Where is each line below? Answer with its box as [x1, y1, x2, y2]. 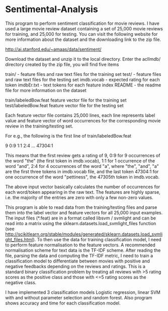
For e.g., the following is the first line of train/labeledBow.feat [5, 132, 132, 139]
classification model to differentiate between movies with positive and [5, 258, 150, 264]
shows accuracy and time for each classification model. [5, 300, 121, 306]
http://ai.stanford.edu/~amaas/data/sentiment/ [5, 46, 102, 52]
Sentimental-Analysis [5, 4, 98, 15]
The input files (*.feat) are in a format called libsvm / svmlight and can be [5, 215, 156, 221]
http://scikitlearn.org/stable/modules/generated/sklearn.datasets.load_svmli [5, 231, 162, 237]
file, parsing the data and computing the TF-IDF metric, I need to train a [5, 252, 153, 258]
